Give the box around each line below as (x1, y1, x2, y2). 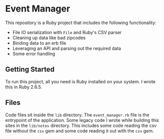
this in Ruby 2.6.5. (5, 84, 42, 90)
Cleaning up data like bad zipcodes (12, 35, 86, 41)
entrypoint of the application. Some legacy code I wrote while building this (5, 117, 159, 123)
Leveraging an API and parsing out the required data (12, 45, 121, 51)
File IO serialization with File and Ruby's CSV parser (12, 29, 122, 35)
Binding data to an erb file (12, 40, 66, 46)
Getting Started (5, 65, 55, 74)
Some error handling (12, 51, 55, 57)
